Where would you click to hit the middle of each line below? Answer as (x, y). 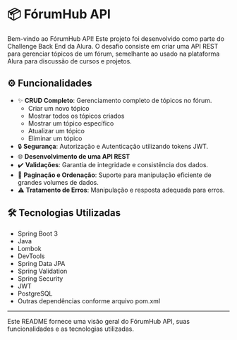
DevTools (31, 256)
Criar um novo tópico (59, 108)
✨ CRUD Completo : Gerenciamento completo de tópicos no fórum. (115, 100)
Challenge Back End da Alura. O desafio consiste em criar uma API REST (113, 46)
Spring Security (40, 278)
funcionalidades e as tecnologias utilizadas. (71, 329)
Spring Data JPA (41, 263)
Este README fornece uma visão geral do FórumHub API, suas (99, 321)
